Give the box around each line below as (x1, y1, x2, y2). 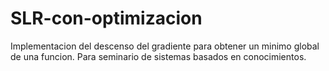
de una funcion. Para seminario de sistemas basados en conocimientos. (10, 50, 307, 62)
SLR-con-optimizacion (10, 7, 203, 30)
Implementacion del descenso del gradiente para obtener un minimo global (10, 40, 320, 52)
